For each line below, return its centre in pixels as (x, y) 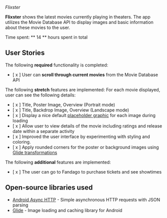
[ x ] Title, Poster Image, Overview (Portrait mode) (64, 104)
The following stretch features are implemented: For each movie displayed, (83, 89)
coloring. (21, 141)
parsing (20, 205)
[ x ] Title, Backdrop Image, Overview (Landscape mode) (71, 110)
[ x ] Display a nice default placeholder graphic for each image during (84, 115)
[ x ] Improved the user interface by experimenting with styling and (81, 136)
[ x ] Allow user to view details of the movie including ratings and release (87, 126)
